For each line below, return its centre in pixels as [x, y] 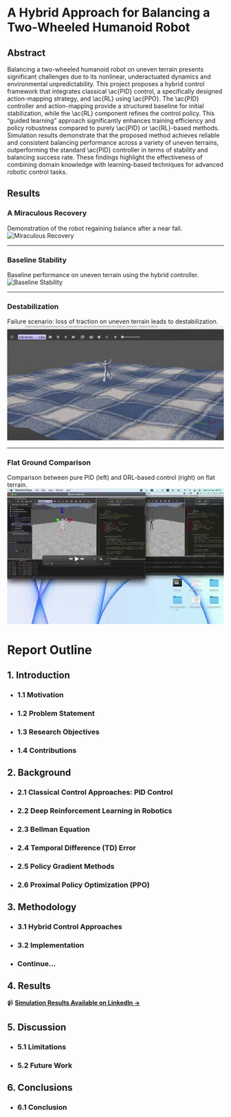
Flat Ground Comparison [49, 462]
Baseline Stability [37, 260]
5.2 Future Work [45, 1065]
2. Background [39, 773]
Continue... [36, 963]
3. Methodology [42, 907]
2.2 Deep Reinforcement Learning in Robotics [95, 810]
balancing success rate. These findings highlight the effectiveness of [105, 157]
